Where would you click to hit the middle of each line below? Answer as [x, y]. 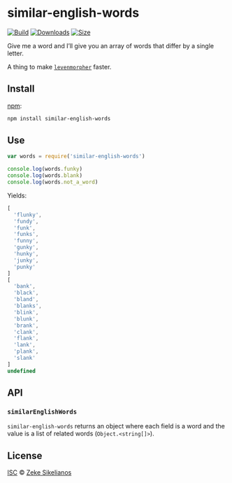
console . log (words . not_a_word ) [53, 182]
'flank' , [26, 338]
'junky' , [26, 260]
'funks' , [26, 234]
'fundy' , [26, 221]
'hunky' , [26, 254]
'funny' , [26, 241]
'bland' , [26, 300]
